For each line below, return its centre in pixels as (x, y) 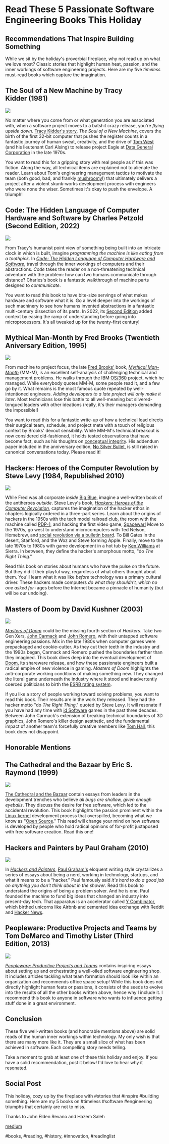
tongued (14, 405)
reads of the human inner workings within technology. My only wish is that (82, 1036)
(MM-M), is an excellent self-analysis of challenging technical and (89, 373)
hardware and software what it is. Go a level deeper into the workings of (80, 300)
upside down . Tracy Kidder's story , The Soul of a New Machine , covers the (83, 131)
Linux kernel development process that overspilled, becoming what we (79, 816)
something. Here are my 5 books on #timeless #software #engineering (79, 1101)
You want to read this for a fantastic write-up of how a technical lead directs (84, 420)
